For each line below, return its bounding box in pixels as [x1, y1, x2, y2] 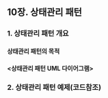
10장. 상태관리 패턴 [7, 6, 82, 19]
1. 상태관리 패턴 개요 [7, 29, 70, 38]
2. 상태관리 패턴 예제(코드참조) [7, 83, 101, 93]
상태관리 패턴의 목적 [7, 47, 60, 55]
